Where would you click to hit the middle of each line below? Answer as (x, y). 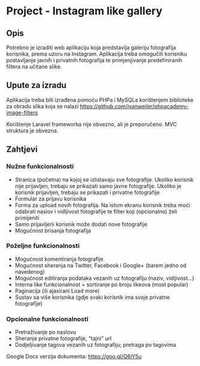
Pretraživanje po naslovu (46, 332)
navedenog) (30, 271)
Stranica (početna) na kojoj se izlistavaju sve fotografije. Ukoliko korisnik (104, 179)
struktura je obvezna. (32, 131)
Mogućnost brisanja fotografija (53, 230)
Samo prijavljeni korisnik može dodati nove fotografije (81, 224)
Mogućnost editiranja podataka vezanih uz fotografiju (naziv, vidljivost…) (104, 278)
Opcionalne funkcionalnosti (47, 319)
